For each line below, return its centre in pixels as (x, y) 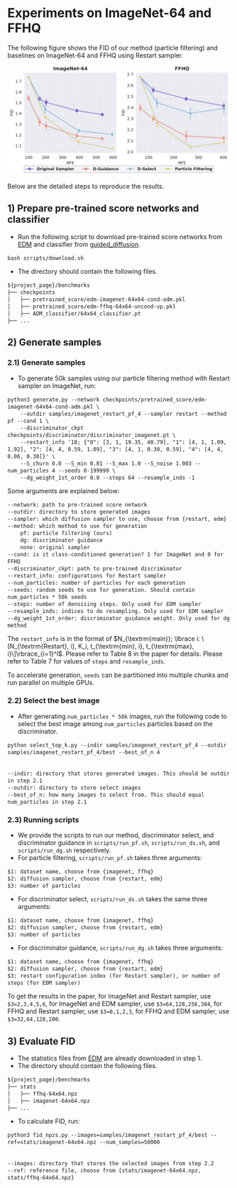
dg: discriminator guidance (61, 540)
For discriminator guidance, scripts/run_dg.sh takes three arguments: (120, 948)
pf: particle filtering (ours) (66, 533)
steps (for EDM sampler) (44, 983)
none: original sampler (55, 547)
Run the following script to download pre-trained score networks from (120, 236)
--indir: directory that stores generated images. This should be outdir (119, 774)
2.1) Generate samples (46, 363)
